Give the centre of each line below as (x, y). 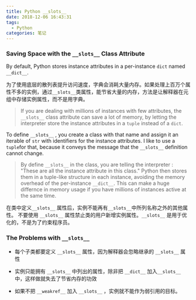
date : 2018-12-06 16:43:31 (39, 17)
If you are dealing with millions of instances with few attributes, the (101, 111)
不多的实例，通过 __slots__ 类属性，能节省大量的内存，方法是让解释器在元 (100, 92)
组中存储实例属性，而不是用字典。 (47, 99)
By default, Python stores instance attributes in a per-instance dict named (96, 66)
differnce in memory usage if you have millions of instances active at (103, 189)
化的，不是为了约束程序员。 (39, 222)
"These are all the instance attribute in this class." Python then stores (104, 171)
